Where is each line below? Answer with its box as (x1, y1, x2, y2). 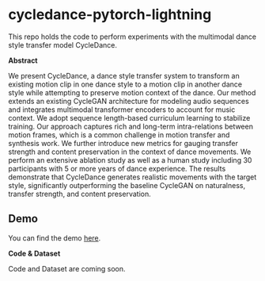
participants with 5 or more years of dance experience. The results (8, 164, 226, 173)
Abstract (8, 56, 38, 65)
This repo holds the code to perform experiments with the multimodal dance (8, 32, 257, 41)
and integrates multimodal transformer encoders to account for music (8, 105, 236, 114)
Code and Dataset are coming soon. (8, 264, 126, 273)
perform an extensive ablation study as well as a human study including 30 (8, 155, 252, 164)
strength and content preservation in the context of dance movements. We (8, 147, 252, 156)
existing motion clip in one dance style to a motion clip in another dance (8, 79, 243, 89)
